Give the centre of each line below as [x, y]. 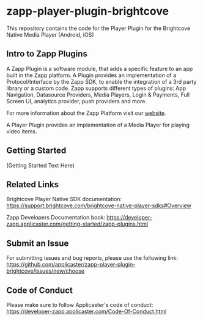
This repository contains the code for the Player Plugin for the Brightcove [98, 28]
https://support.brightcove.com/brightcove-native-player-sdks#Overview [99, 205]
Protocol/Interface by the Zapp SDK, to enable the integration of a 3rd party [102, 81]
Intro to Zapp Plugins [47, 54]
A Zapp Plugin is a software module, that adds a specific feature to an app [100, 68]
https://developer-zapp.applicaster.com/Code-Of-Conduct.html [87, 311]
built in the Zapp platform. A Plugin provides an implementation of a [91, 75]
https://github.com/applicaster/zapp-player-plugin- [71, 265]
